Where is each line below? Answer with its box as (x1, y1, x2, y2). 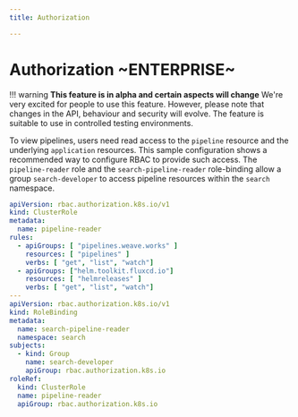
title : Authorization (9, 13, 90, 22)
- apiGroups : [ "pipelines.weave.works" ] (17, 241, 178, 251)
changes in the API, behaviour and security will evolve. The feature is (9, 108, 264, 119)
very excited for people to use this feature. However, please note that (9, 98, 265, 109)
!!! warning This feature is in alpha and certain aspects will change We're (9, 89, 284, 99)
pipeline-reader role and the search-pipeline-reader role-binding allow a (9, 163, 282, 174)
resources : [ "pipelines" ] (25, 250, 130, 259)
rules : (9, 234, 34, 243)
